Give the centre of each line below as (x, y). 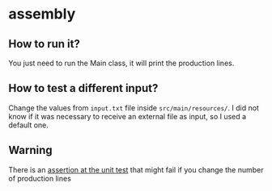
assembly (42, 14)
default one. (28, 125)
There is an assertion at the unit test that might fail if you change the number (136, 169)
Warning (30, 150)
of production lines (40, 178)
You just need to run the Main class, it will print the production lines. (121, 63)
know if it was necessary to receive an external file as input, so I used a (127, 116)
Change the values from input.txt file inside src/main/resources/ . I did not (134, 108)
